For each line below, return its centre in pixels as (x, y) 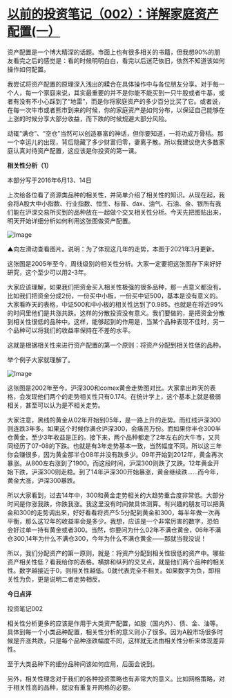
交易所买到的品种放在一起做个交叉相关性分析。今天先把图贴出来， (131, 212)
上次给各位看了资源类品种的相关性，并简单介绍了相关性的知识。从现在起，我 (116, 195)
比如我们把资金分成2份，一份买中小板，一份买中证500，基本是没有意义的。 (115, 296)
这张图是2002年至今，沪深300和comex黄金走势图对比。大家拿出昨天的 (109, 388)
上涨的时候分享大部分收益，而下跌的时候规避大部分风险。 (89, 118)
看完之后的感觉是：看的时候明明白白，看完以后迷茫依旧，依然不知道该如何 (119, 60)
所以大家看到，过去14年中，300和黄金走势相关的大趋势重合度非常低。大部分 (116, 495)
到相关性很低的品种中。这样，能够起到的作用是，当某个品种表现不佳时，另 (113, 321)
